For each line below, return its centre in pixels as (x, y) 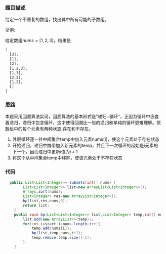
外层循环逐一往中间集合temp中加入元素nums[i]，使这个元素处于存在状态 (86, 139)
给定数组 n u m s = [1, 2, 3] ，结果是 (38, 41)
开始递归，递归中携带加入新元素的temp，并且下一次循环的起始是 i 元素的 (85, 146)
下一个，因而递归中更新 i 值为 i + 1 (45, 152)
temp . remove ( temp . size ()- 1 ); (62, 238)
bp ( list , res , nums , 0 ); (45, 201)
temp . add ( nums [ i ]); (51, 228)
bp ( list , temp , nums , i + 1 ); (57, 233)
